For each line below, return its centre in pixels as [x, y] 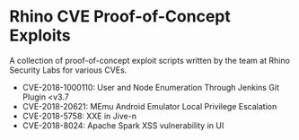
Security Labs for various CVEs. [68, 70]
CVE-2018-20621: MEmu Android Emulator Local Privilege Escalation [149, 106]
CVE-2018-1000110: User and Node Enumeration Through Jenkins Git [151, 87]
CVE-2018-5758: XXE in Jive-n [79, 116]
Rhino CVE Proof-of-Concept [120, 17]
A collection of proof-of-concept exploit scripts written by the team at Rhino [149, 60]
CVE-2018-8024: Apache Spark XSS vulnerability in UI [123, 125]
